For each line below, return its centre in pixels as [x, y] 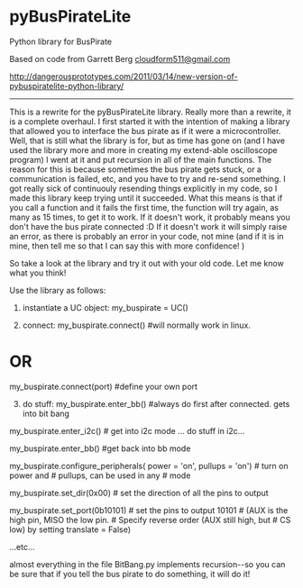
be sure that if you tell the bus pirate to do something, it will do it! [130, 574]
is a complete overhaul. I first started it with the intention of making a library [150, 121]
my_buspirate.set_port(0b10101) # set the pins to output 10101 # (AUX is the [149, 510]
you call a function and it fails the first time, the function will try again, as [144, 207]
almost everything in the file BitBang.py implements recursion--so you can [147, 564]
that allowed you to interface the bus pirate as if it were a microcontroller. [145, 131]
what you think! [38, 273]
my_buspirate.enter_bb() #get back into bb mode [100, 448]
